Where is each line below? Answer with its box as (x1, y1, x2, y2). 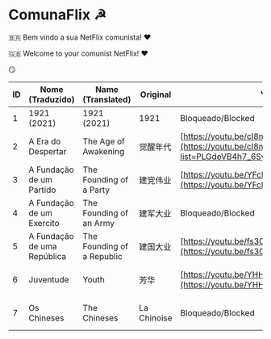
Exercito (28, 217, 60, 228)
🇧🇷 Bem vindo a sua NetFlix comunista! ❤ (8, 32, 152, 42)
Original (140, 89, 172, 100)
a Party (82, 184, 110, 195)
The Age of (82, 136, 125, 147)
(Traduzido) (28, 94, 75, 105)
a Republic (82, 250, 123, 262)
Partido (28, 184, 56, 195)
